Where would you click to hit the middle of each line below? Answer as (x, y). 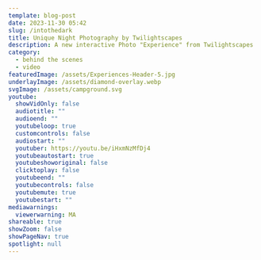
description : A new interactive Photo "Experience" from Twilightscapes (131, 45)
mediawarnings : (33, 207)
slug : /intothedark (40, 30)
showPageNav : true (38, 237)
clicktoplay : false (48, 170)
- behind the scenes (49, 60)
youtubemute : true (46, 192)
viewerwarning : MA (46, 215)
